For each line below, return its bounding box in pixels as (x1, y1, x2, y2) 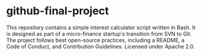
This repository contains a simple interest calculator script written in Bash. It (6, 24, 196, 31)
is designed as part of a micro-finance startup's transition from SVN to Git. (6, 30, 192, 37)
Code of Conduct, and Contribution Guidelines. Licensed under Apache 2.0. (6, 43, 195, 50)
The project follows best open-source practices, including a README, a (6, 36, 185, 43)
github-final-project (6, 4, 109, 18)
